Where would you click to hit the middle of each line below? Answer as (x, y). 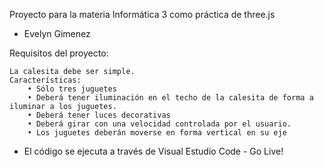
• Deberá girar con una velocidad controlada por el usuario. (159, 124)
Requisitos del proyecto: (59, 53)
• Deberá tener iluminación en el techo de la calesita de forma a (170, 98)
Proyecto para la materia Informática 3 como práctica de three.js (142, 14)
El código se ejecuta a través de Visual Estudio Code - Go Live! (153, 151)
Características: (45, 80)
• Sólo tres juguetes (72, 89)
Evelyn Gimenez (57, 33)
